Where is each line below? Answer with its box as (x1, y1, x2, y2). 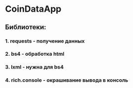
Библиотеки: (5, 23, 47, 31)
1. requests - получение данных (5, 38, 85, 44)
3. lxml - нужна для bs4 (5, 64, 64, 70)
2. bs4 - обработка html (5, 50, 65, 57)
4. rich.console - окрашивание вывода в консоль (5, 77, 129, 84)
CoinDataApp (5, 3, 62, 15)
